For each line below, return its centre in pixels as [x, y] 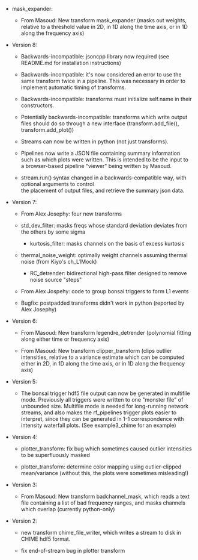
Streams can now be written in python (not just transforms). [95, 142]
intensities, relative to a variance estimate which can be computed [103, 357]
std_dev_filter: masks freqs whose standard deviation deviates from [104, 226]
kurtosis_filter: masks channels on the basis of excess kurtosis [107, 244]
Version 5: [24, 381]
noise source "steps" [56, 280]
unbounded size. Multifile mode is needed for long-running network [105, 406]
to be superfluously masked [55, 455]
